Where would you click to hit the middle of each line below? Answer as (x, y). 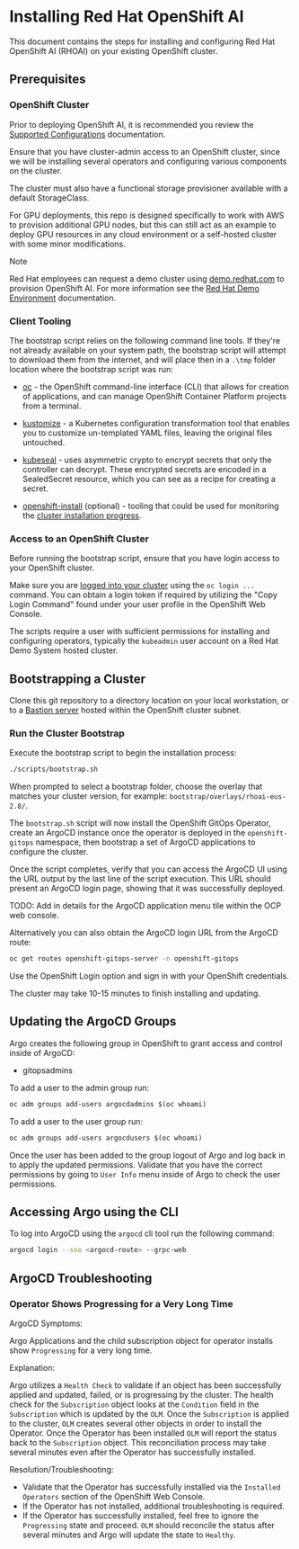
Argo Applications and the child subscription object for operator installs (141, 1341)
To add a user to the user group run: (76, 1121)
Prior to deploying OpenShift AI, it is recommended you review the (132, 124)
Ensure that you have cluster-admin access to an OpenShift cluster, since (145, 151)
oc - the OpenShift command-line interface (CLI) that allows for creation (156, 386)
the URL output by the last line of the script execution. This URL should (140, 879)
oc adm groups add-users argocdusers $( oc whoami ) (106, 1138)
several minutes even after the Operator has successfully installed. (132, 1452)
